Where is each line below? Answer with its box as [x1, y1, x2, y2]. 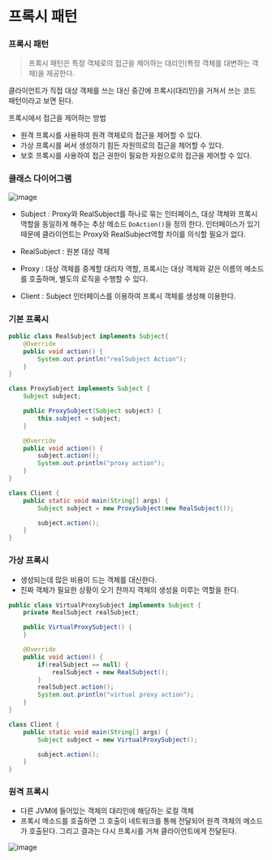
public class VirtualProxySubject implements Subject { [8, 601, 201, 609]
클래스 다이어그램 [8, 173, 72, 184]
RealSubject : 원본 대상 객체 [19, 246, 110, 256]
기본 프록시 [8, 313, 50, 325]
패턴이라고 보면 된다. [8, 96, 74, 106]
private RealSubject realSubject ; [23, 608, 140, 617]
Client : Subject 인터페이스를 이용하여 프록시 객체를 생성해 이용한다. [19, 291, 236, 300]
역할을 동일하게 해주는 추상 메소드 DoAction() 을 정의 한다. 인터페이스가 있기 [19, 218, 261, 228]
